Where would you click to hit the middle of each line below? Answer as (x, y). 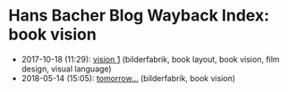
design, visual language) (67, 69)
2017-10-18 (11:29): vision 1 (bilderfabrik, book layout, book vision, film (150, 59)
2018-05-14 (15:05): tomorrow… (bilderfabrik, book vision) (128, 78)
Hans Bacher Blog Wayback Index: (139, 16)
